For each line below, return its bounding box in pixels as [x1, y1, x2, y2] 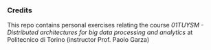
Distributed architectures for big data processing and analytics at [7, 28, 193, 36]
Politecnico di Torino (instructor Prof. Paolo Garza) [7, 36, 150, 44]
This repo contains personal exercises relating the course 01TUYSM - [7, 21, 204, 29]
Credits [7, 5, 32, 15]
